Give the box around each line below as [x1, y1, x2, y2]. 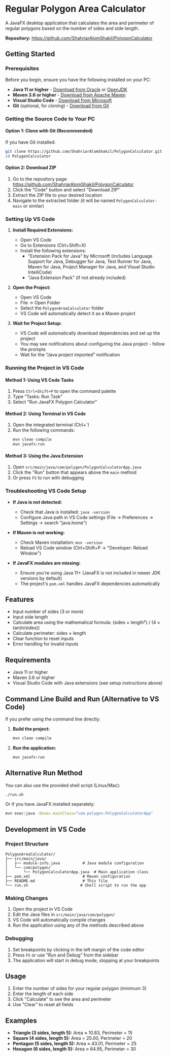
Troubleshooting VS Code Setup [5, 488, 87, 495]
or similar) [23, 202, 45, 209]
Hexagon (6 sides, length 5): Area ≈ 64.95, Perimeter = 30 [12, 1046, 136, 1052]
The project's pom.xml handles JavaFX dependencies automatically [20, 581, 160, 587]
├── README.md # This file [5, 878, 108, 883]
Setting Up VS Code [5, 215, 55, 222]
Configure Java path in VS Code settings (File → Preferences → [20, 514, 154, 520]
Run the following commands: [12, 427, 75, 433]
